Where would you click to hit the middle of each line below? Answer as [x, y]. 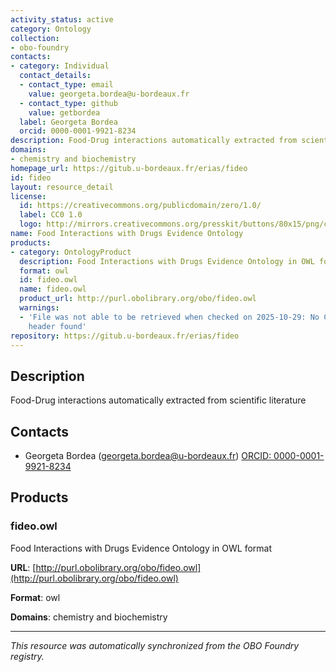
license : [28, 196]
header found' [57, 326]
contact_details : [55, 76]
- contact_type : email [66, 85]
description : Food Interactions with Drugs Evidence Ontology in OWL [167, 261]
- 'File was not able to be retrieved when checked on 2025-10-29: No [169, 317]
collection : [35, 38]
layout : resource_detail [62, 187]
